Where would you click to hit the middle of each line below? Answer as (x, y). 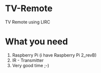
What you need (37, 42)
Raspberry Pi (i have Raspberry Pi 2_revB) (54, 55)
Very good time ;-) (31, 65)
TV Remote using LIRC (28, 22)
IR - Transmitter (28, 60)
